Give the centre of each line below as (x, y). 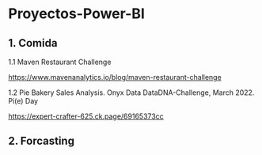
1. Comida (33, 43)
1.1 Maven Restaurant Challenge (60, 62)
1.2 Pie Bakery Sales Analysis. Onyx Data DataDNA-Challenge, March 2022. (131, 93)
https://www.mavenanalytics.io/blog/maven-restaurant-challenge (115, 77)
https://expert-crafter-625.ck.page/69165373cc (86, 116)
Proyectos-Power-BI (76, 14)
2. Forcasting (42, 141)
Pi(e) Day (23, 101)
